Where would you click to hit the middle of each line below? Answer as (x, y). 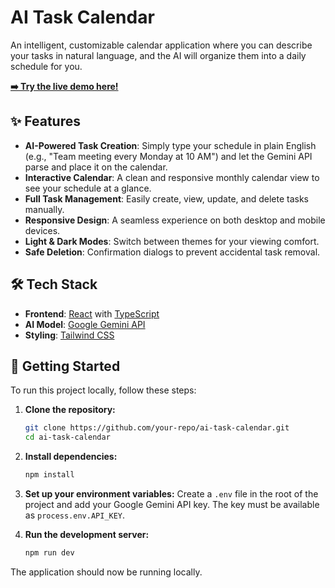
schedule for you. (46, 66)
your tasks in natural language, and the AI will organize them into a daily (158, 55)
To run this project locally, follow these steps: (103, 390)
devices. (42, 230)
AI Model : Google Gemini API (85, 324)
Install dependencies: (71, 457)
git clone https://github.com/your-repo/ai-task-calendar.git (157, 428)
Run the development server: (87, 534)
